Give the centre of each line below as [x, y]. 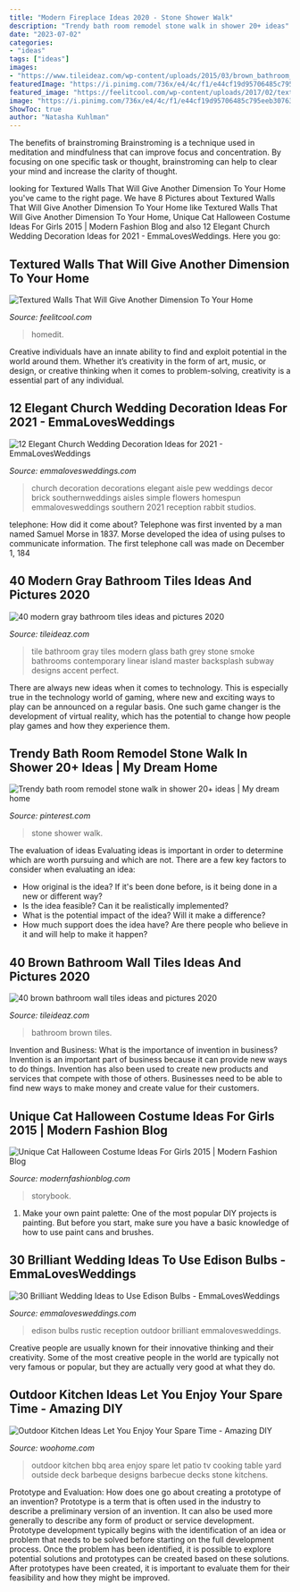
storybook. [51, 1196]
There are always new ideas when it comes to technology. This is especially [149, 687]
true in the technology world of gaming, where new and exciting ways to [142, 697]
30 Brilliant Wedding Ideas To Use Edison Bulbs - [148, 1261]
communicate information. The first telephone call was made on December [147, 543]
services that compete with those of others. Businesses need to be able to [146, 1079]
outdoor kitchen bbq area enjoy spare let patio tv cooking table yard [156, 1465]
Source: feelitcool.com [50, 317]
